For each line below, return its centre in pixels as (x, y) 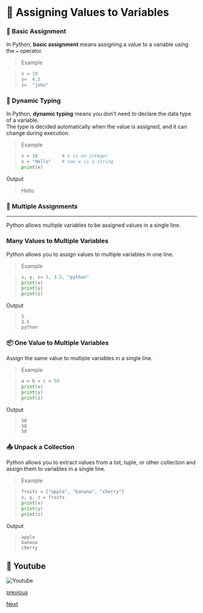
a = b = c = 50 (40, 381)
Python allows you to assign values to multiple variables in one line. (90, 254)
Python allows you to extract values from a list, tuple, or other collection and (101, 463)
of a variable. (23, 120)
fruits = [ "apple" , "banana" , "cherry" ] (72, 492)
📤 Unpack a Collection (40, 447)
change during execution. (38, 133)
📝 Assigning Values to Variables (88, 12)
